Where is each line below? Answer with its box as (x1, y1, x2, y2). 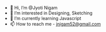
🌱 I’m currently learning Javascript (10, 15, 81, 21)
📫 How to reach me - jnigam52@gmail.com (10, 21, 101, 27)
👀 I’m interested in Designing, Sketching (10, 10, 93, 16)
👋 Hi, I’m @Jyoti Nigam (10, 5, 58, 10)
